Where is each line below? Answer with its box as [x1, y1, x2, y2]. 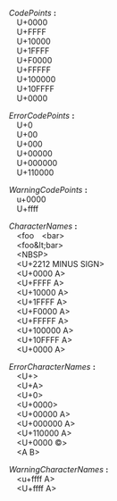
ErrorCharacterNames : [9, 362, 96, 372]
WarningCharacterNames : [9, 464, 109, 474]
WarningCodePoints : [9, 185, 88, 195]
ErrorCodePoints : [9, 111, 75, 121]
